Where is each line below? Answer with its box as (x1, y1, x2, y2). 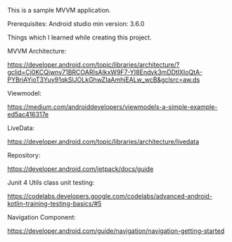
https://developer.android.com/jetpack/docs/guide (7, 165, 154, 173)
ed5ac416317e (7, 110, 49, 118)
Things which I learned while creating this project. (7, 33, 153, 42)
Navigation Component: (7, 213, 76, 221)
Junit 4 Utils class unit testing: (7, 179, 95, 186)
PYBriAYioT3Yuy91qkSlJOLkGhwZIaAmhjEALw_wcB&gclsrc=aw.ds (7, 75, 200, 84)
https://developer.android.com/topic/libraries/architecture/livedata (7, 137, 200, 146)
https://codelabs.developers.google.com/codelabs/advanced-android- (7, 192, 213, 200)
